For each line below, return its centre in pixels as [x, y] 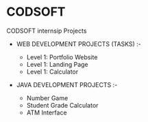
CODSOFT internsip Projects [47, 31]
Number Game [47, 98]
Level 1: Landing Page [57, 64]
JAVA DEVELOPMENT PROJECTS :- [67, 85]
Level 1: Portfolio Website [62, 57]
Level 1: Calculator [52, 72]
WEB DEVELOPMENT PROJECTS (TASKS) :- [79, 44]
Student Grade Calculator [62, 105]
